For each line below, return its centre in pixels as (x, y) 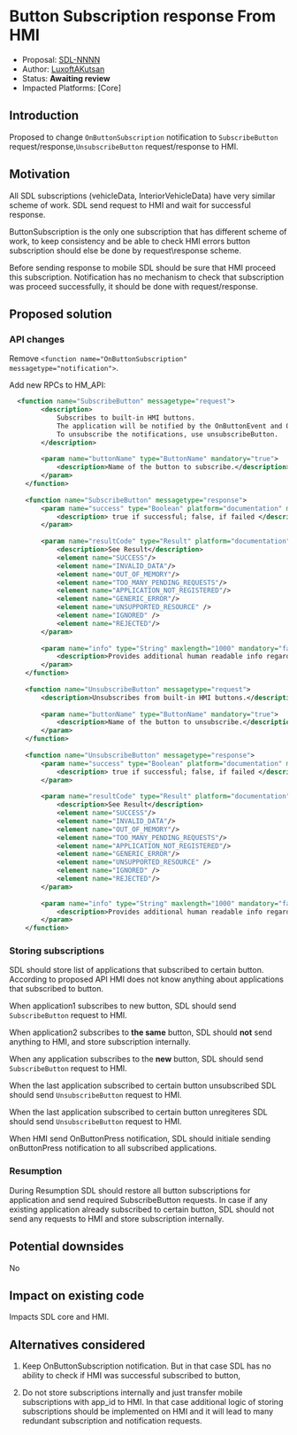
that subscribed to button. (57, 989)
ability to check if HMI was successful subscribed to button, (131, 1376)
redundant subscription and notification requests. (112, 1421)
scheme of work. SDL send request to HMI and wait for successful (130, 204)
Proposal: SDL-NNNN (61, 59)
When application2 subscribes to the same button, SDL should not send (141, 1032)
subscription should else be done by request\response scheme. (125, 251)
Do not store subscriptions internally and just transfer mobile (132, 1393)
